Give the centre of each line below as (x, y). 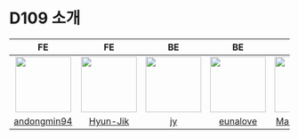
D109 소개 (45, 18)
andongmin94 (43, 121)
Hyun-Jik (109, 121)
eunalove (238, 121)
